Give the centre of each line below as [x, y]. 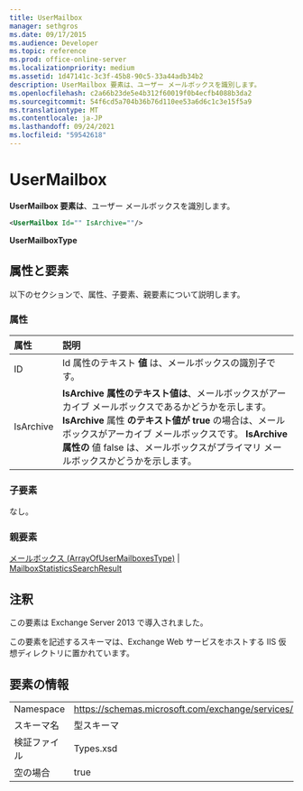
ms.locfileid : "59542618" [58, 135]
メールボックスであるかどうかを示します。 [182, 407]
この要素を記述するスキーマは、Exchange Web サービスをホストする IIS [143, 642]
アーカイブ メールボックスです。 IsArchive [197, 434]
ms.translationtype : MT [54, 110]
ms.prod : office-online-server [68, 60]
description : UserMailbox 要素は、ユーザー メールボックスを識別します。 [135, 85]
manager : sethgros [44, 26]
